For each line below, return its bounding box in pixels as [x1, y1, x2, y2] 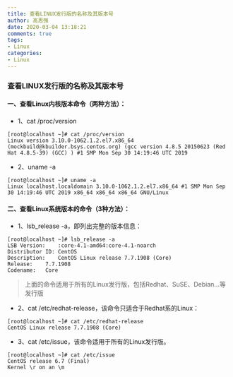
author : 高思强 [7, 17, 49, 24]
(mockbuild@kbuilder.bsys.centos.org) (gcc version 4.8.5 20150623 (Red [7, 143, 226, 150]
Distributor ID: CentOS [7, 249, 78, 256]
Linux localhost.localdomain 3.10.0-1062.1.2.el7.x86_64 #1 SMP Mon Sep [7, 183, 226, 190]
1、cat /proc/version [17, 116, 77, 125]
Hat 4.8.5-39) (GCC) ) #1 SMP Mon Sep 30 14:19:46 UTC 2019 [7, 149, 189, 156]
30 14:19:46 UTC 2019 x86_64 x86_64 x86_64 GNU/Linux [7, 188, 169, 196]
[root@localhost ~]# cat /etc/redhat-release [7, 318, 143, 325]
